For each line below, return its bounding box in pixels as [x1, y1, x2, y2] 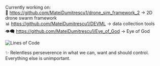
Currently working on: [5, 5, 51, 10]
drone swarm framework [5, 15, 57, 21]
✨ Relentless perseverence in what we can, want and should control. [5, 50, 149, 55]
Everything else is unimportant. [5, 55, 71, 61]
